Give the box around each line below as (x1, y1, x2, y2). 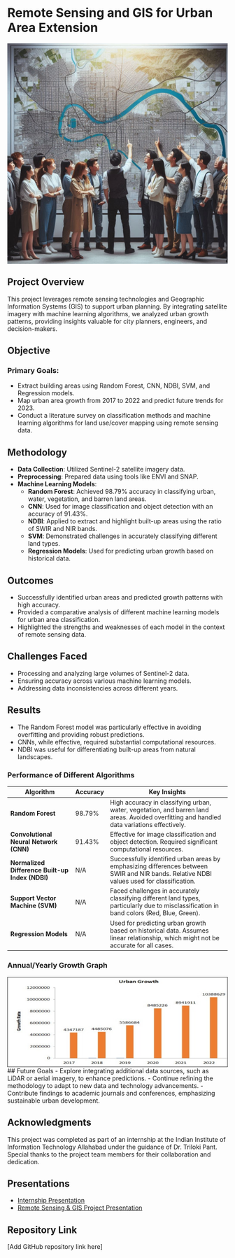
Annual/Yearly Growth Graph (7, 961, 108, 970)
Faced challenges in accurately (109, 886, 200, 895)
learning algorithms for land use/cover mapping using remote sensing (17, 418, 219, 427)
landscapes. (17, 752, 53, 761)
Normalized (10, 858, 45, 867)
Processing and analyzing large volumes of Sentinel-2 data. (17, 669, 190, 677)
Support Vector (10, 894, 57, 903)
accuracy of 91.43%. (27, 509, 88, 518)
